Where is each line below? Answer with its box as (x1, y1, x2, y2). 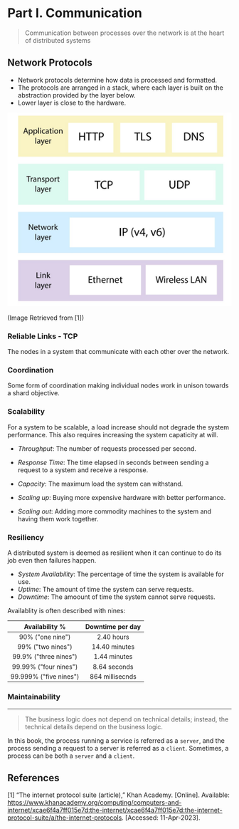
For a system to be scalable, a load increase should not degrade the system (7, 422, 230, 432)
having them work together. (17, 514, 99, 523)
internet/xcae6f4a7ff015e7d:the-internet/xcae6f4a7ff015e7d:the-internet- (7, 806, 223, 815)
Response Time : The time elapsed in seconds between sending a (17, 458, 209, 466)
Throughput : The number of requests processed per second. (17, 444, 197, 453)
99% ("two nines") (17, 642, 73, 651)
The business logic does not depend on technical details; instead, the (24, 714, 229, 724)
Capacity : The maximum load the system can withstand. (17, 479, 184, 488)
